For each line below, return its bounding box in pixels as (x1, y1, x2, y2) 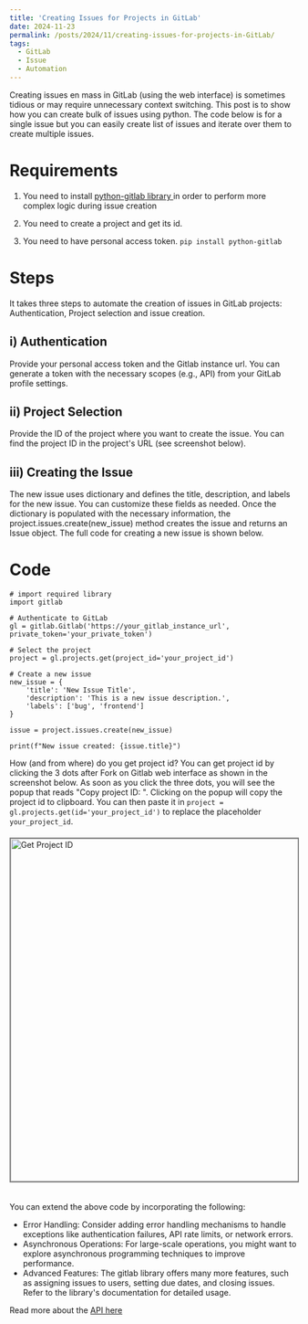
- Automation (17, 65, 67, 74)
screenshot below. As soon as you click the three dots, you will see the (9, 778, 275, 789)
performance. (22, 1258, 75, 1269)
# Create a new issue (9, 670, 92, 679)
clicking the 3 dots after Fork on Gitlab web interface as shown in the (9, 768, 269, 779)
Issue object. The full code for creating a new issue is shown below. (9, 527, 264, 539)
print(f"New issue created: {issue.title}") (9, 742, 181, 751)
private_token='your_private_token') (9, 630, 153, 640)
